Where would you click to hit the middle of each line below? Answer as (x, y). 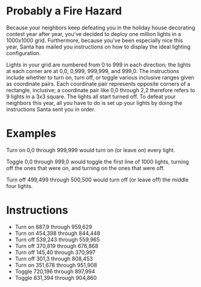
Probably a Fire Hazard (64, 11)
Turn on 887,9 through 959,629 (53, 226)
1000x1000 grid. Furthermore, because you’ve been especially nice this (94, 40)
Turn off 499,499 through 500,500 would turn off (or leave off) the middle (97, 179)
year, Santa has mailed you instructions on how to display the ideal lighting (98, 47)
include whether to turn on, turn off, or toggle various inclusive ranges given (100, 77)
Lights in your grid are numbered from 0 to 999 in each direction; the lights (98, 65)
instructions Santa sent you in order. (51, 109)
